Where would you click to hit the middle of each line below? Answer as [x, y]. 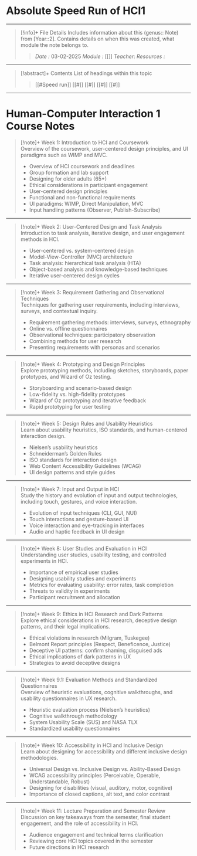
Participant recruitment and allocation [74, 597]
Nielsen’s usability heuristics [63, 447]
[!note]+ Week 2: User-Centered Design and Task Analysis [91, 226]
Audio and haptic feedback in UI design [77, 531]
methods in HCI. [40, 239]
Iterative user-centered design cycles [74, 275]
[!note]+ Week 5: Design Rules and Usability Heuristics [86, 423]
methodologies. [39, 758]
